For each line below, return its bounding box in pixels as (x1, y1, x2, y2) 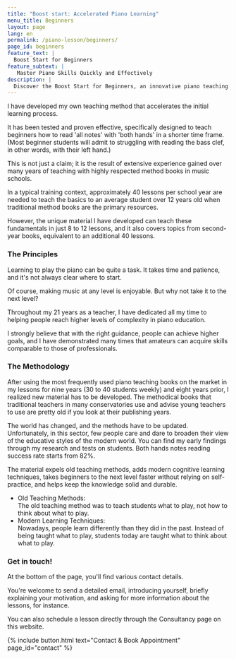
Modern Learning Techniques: (17, 516, 106, 525)
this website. (7, 622, 44, 631)
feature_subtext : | (7, 63, 65, 70)
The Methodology (7, 362, 70, 372)
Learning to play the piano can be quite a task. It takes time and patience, (7, 266, 221, 274)
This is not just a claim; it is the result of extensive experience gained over (7, 160, 223, 168)
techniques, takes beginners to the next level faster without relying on (7, 473, 210, 481)
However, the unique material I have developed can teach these (7, 217, 192, 225)
